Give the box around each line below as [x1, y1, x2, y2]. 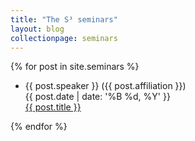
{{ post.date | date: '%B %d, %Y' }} [24, 91, 171, 103]
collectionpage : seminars [10, 33, 118, 43]
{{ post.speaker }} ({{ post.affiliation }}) [24, 80, 187, 92]
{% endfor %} [10, 121, 68, 133]
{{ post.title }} [24, 101, 82, 113]
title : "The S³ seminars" [10, 14, 118, 25]
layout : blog [10, 24, 65, 34]
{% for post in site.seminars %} [10, 61, 140, 73]
